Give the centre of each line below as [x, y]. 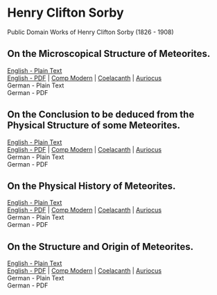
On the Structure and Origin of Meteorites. [101, 247]
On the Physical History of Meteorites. [92, 186]
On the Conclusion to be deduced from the [101, 115]
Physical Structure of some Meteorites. [94, 125]
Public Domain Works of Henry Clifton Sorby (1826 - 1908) [91, 32]
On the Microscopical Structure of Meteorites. [109, 54]
